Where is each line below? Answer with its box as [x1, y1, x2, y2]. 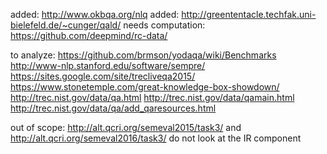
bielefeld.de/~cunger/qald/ [10, 19, 122, 31]
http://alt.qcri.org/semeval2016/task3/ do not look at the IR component [10, 132, 302, 144]
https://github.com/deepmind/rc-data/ [10, 30, 168, 41]
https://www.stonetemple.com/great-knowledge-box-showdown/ [10, 81, 280, 93]
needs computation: [123, 19, 206, 31]
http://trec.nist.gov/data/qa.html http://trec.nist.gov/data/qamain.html [10, 92, 295, 103]
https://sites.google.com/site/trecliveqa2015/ [10, 70, 196, 82]
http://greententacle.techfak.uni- [181, 9, 317, 20]
